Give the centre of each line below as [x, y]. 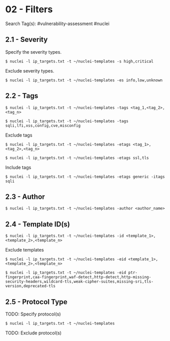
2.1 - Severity [26, 40]
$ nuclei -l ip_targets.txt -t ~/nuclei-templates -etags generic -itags [85, 177]
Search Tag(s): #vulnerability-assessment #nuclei [57, 24]
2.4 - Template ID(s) [38, 224]
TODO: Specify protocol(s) [33, 314]
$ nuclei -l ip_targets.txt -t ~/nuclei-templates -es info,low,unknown [84, 80]
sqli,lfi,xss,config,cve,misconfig [43, 126]
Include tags [18, 167]
